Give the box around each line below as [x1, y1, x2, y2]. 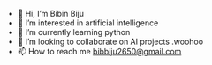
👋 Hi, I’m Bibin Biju [17, 9, 84, 18]
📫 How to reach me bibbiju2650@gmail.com [17, 47, 182, 56]
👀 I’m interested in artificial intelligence [17, 18, 159, 28]
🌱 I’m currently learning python [17, 27, 131, 37]
